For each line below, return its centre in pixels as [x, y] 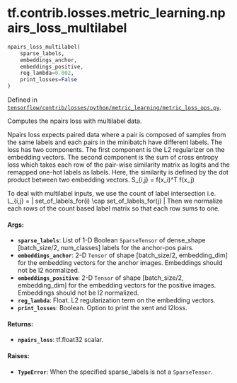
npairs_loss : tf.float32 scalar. [60, 340]
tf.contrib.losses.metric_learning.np [116, 13]
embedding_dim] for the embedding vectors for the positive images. [117, 285]
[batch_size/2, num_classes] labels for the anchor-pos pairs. [106, 248]
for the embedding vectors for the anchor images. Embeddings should [120, 263]
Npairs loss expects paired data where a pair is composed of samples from [117, 135]
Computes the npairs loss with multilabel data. [75, 121]
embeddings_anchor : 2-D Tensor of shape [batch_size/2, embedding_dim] [123, 255]
